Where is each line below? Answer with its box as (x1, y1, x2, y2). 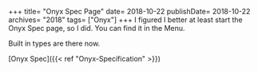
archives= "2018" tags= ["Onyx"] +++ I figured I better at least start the (8, 15, 243, 24)
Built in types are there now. (8, 39, 101, 48)
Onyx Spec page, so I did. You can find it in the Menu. (8, 24, 185, 32)
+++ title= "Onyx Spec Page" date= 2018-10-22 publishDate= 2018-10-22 (8, 7, 251, 16)
